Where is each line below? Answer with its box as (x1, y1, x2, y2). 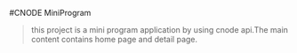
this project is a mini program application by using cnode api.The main (30, 25, 289, 34)
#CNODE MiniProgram (9, 8, 92, 18)
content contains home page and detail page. (30, 34, 198, 44)
